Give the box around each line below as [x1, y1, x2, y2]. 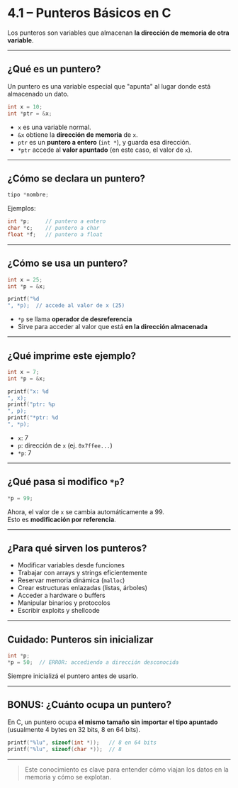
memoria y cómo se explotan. [24, 772, 112, 781]
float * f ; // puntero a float [7, 231, 103, 238]
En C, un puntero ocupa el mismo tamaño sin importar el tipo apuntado [7, 718, 218, 726]
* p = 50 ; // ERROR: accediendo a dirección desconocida [7, 659, 179, 666]
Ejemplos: [7, 204, 37, 213]
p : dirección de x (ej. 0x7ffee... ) [17, 441, 113, 450]
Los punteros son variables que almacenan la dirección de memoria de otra [7, 28, 229, 37]
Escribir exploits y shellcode [17, 606, 101, 615]
